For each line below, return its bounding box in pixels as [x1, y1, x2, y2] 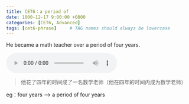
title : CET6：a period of [6, 8, 69, 15]
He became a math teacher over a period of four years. [6, 41, 141, 48]
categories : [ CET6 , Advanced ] [6, 19, 81, 25]
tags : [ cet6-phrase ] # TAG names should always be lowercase [6, 25, 170, 31]
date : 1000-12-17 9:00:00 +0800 [6, 14, 86, 20]
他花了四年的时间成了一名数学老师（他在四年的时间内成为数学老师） [20, 79, 187, 86]
